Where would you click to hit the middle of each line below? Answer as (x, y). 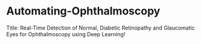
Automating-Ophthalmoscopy (83, 11)
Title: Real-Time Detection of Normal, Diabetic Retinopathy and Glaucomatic (101, 28)
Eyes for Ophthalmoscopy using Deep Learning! (66, 34)
